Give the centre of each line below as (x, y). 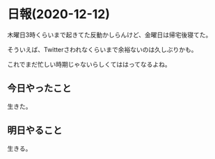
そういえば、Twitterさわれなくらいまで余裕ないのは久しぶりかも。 (102, 49)
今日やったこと (39, 89)
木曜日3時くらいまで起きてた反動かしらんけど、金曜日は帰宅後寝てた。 (110, 35)
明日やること (35, 130)
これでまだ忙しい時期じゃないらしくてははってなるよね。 (89, 64)
